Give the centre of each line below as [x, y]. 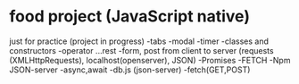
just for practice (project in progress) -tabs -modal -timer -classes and [139, 41]
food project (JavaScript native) [129, 17]
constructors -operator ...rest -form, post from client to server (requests [141, 50]
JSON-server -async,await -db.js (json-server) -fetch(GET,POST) [130, 70]
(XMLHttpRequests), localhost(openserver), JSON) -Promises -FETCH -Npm [150, 60]
